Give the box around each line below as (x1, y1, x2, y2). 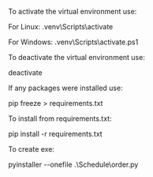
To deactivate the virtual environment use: (8, 53, 146, 62)
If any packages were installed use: (8, 83, 124, 92)
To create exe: (8, 145, 55, 153)
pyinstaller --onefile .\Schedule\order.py (8, 160, 139, 169)
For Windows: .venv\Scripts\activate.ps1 (8, 37, 139, 47)
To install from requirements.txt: (8, 114, 112, 123)
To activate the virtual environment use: (8, 7, 137, 16)
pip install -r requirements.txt (8, 130, 103, 138)
